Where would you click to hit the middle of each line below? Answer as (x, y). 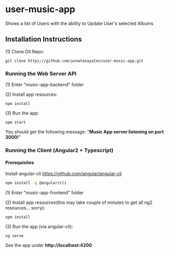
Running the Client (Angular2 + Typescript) (59, 150)
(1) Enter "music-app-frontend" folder (45, 193)
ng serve (14, 236)
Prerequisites (20, 162)
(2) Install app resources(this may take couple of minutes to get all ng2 (79, 203)
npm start (16, 123)
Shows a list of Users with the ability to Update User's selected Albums (79, 23)
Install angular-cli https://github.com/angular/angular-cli (64, 174)
